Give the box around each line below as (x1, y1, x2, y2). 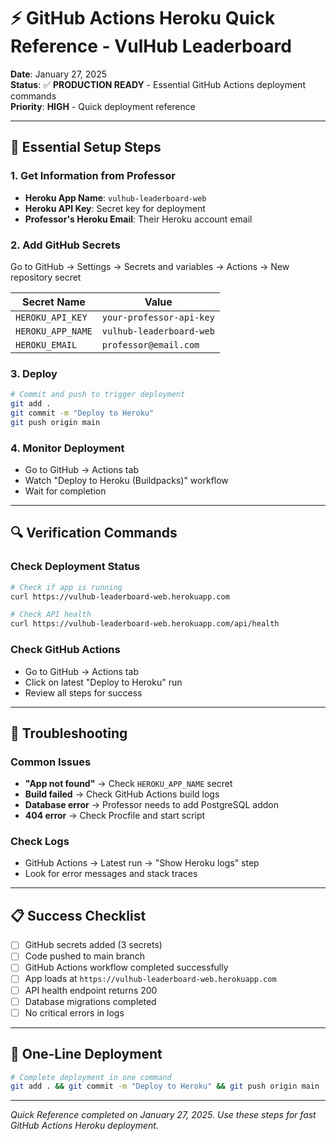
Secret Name (21, 295, 86, 309)
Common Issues (10, 755, 92, 769)
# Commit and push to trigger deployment (10, 390, 186, 400)
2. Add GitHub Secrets (10, 238, 121, 252)
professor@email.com (101, 339, 200, 350)
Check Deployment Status (10, 560, 141, 574)
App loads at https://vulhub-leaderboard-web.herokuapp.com (24, 973, 277, 985)
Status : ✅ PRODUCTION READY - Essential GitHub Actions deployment (10, 78, 306, 90)
